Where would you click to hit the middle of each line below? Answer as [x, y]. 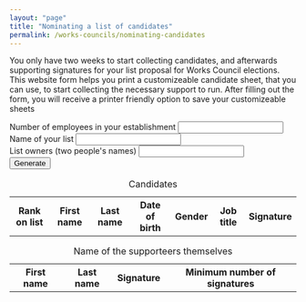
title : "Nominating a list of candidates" [91, 26]
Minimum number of [230, 272]
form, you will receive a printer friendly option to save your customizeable [148, 99]
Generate [30, 163]
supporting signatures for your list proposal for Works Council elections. [145, 70]
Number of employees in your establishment [92, 127]
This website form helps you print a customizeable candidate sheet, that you [153, 80]
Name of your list [42, 139]
